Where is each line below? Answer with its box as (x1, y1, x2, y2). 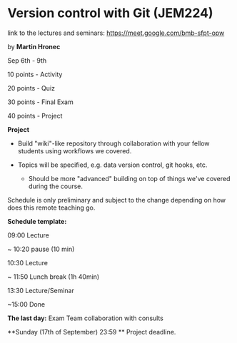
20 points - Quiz (7, 83, 56, 92)
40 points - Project (7, 111, 63, 120)
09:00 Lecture (7, 230, 50, 240)
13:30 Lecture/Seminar (7, 286, 75, 295)
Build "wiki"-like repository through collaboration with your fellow (17, 139, 210, 148)
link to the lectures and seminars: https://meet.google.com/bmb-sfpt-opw (7, 29, 225, 37)
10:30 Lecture (7, 258, 49, 267)
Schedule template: (7, 217, 67, 225)
